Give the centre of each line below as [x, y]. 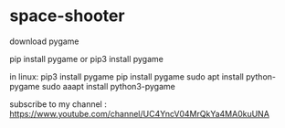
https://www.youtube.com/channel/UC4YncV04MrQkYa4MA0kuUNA [139, 113]
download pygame [44, 41]
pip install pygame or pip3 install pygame [87, 59]
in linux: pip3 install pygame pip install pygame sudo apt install [127, 76]
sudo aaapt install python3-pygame [108, 86]
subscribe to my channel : [58, 104]
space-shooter [67, 16]
